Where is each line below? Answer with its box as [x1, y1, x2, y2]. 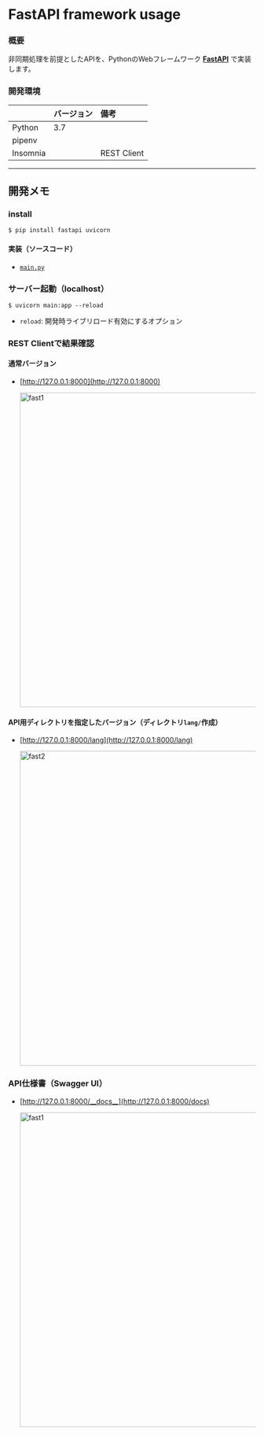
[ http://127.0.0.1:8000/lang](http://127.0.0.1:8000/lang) [19, 736, 193, 745]
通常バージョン [8, 359, 57, 368]
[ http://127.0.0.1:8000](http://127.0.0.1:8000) [19, 377, 161, 386]
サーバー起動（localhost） [8, 283, 109, 294]
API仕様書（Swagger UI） [8, 1078, 108, 1089]
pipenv [12, 135, 38, 146]
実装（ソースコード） [8, 244, 77, 253]
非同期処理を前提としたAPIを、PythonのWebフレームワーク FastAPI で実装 [8, 54, 251, 64]
